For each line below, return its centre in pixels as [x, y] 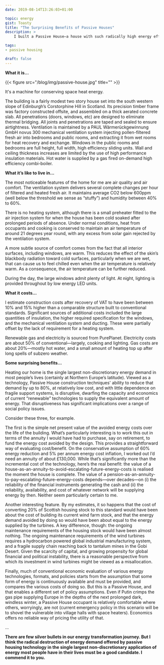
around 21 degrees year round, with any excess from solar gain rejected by [80, 233]
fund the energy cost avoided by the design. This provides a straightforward [82, 443]
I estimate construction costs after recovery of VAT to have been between [79, 302]
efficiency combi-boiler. [29, 163]
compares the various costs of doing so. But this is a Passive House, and [78, 586]
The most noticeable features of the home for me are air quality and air [76, 182]
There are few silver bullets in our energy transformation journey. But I [78, 637]
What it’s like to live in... [30, 173]
